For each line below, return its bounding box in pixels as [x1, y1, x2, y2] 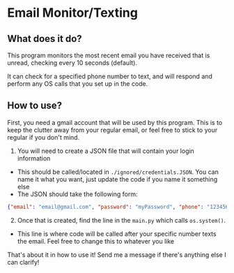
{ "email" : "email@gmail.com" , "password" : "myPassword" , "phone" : [7, 203, 204, 210]
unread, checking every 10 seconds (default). [7, 59, 138, 67]
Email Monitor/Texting [7, 5, 138, 21]
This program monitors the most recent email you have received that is [7, 51, 210, 59]
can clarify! [7, 258, 40, 266]
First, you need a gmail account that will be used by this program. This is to [7, 118, 223, 126]
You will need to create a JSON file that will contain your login [17, 147, 195, 155]
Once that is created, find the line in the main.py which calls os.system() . [17, 216, 226, 224]
